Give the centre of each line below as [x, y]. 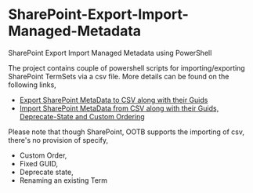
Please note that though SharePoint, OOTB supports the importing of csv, [127, 132]
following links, [32, 85]
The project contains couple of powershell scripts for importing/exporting [127, 67]
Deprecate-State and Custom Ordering [82, 116]
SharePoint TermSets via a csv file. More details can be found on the [119, 76]
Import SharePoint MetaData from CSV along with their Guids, [119, 108]
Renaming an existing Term [63, 180]
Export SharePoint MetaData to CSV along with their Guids [114, 100]
